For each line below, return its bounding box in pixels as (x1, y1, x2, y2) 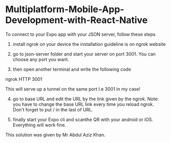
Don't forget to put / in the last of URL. (12, 106, 93, 112)
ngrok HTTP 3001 (5, 76, 42, 82)
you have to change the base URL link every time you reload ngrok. (12, 101, 154, 107)
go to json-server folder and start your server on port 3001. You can (12, 51, 156, 57)
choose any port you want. (12, 56, 69, 62)
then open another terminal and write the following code (12, 66, 131, 72)
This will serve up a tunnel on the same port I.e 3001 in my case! (5, 85, 140, 92)
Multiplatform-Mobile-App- (5, 4, 125, 15)
